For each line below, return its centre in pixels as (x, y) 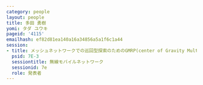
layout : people (25, 17)
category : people (28, 12)
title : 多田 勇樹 (26, 23)
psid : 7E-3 (25, 56)
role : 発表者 (27, 73)
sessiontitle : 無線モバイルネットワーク (58, 62)
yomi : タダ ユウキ (27, 28)
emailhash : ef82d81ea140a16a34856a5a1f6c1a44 (64, 40)
